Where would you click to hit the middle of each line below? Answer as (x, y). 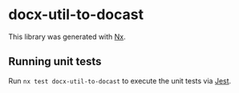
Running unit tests (55, 62)
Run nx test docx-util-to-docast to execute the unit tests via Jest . (120, 80)
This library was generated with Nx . (67, 37)
